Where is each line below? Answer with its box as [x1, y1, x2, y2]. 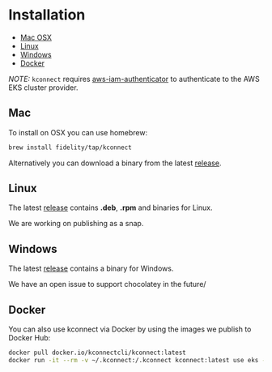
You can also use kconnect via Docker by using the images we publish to [8, 324, 252, 334]
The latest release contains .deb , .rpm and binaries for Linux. [8, 203, 213, 212]
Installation [8, 6, 86, 24]
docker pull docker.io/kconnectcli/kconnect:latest [8, 348, 186, 357]
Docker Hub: [8, 333, 51, 343]
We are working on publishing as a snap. [8, 219, 144, 229]
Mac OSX [19, 32, 53, 42]
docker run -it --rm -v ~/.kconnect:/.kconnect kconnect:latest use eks [8, 356, 259, 364]
